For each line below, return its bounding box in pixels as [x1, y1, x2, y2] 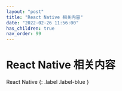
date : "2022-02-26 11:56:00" [6, 20, 79, 26]
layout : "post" [6, 8, 44, 15]
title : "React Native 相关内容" [6, 14, 84, 20]
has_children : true [6, 25, 55, 32]
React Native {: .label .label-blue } [6, 79, 89, 86]
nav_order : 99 [6, 31, 42, 37]
